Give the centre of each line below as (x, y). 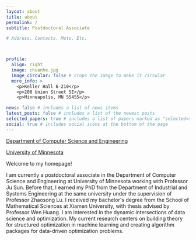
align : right (27, 65)
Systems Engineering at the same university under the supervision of (89, 193)
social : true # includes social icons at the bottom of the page (87, 124)
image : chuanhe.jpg (35, 70)
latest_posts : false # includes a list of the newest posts (81, 114)
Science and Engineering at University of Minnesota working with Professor (97, 181)
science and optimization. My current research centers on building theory (94, 218)
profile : (17, 59)
